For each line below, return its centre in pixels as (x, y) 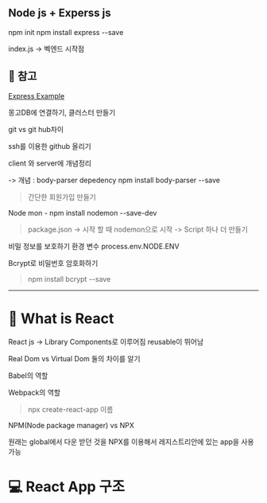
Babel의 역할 (28, 375)
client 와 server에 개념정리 (50, 163)
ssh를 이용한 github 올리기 (50, 146)
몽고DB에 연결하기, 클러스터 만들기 (62, 112)
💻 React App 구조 (67, 487)
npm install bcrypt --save (69, 279)
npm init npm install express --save (66, 32)
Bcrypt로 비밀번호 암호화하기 (53, 263)
